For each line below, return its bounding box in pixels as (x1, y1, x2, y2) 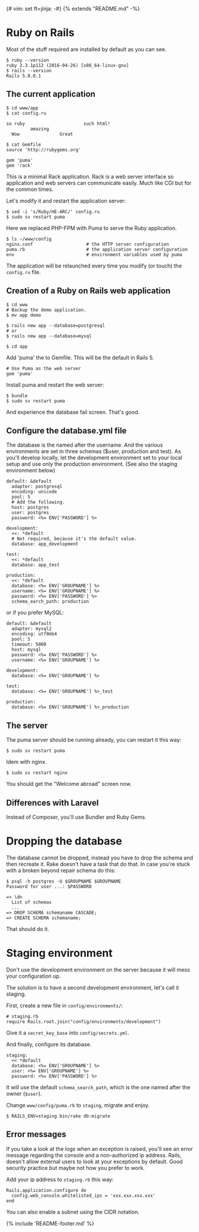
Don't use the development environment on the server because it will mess (6, 966, 191, 973)
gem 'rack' (6, 162, 33, 168)
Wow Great (11, 131, 73, 137)
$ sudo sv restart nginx (6, 770, 68, 776)
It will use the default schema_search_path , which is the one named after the (6, 1083, 191, 1090)
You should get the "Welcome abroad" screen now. (6, 781, 132, 788)
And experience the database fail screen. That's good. (6, 408, 140, 416)
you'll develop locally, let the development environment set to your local (6, 454, 183, 462)
